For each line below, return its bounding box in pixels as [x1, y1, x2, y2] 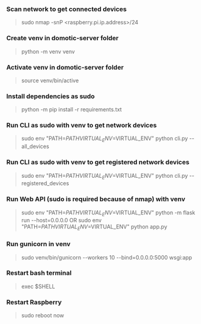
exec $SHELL [21, 283, 55, 290]
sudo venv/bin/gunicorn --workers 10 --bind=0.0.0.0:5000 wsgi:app [21, 253, 192, 261]
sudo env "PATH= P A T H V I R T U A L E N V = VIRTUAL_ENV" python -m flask [21, 209, 196, 217]
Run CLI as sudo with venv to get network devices [6, 121, 157, 130]
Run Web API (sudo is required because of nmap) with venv [6, 195, 186, 203]
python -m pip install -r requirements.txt [21, 106, 122, 113]
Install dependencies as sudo [6, 92, 95, 100]
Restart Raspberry [6, 298, 62, 306]
